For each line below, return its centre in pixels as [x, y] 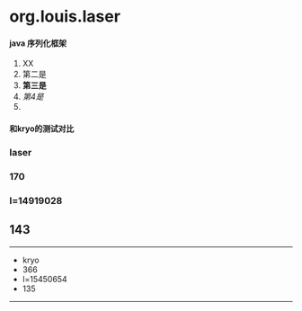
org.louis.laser [65, 17]
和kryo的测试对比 [42, 129]
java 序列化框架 [38, 43]
